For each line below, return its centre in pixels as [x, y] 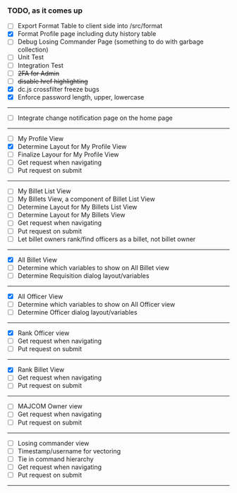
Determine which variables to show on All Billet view [93, 267]
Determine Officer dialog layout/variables [77, 312]
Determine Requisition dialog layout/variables [83, 275]
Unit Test [31, 57]
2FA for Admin [38, 73]
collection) [33, 50]
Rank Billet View [41, 370]
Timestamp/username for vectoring [69, 451]
